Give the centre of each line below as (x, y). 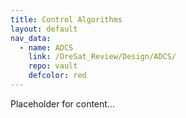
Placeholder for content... (62, 103)
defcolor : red (57, 76)
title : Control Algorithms (66, 19)
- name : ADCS (46, 47)
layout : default (44, 29)
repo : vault (53, 66)
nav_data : (31, 38)
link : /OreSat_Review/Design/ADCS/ (102, 57)
